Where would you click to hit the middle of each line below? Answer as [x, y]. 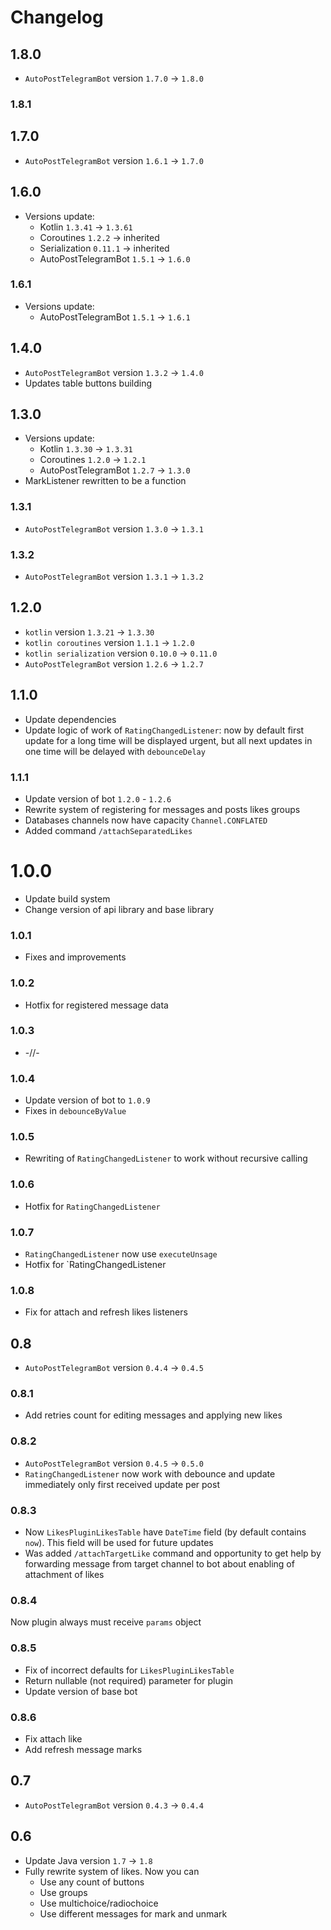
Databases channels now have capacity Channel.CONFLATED [146, 820]
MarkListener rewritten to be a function [105, 481]
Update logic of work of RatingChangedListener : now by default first [164, 730]
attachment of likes [64, 1574]
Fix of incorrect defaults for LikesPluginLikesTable [129, 1670]
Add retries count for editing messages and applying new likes [153, 1415]
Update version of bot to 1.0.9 [87, 1100]
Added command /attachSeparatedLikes [108, 830]
